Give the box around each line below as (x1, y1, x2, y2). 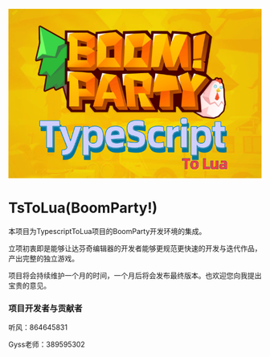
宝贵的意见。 (8, 281, 51, 290)
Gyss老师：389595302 (8, 339, 86, 350)
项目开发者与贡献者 (8, 302, 83, 314)
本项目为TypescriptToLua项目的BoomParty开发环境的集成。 (8, 227, 207, 236)
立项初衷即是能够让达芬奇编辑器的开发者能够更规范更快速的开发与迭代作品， (8, 244, 262, 253)
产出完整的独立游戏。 (8, 254, 79, 264)
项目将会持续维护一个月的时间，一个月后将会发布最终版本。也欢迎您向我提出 (8, 271, 262, 281)
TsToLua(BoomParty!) (8, 199, 158, 217)
